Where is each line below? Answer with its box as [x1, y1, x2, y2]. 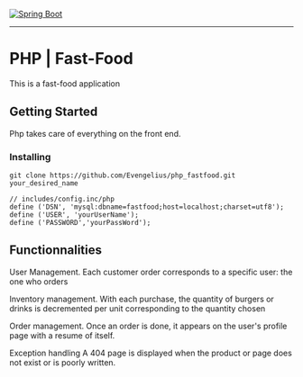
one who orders [9, 275, 69, 287]
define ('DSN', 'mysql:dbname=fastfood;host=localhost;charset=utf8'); [9, 202, 284, 211]
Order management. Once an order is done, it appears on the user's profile [9, 320, 288, 331]
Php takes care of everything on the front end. [9, 128, 182, 139]
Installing [9, 150, 51, 163]
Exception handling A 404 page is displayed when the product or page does [9, 347, 293, 358]
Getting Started [9, 104, 98, 120]
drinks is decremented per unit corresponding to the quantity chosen [9, 302, 266, 314]
